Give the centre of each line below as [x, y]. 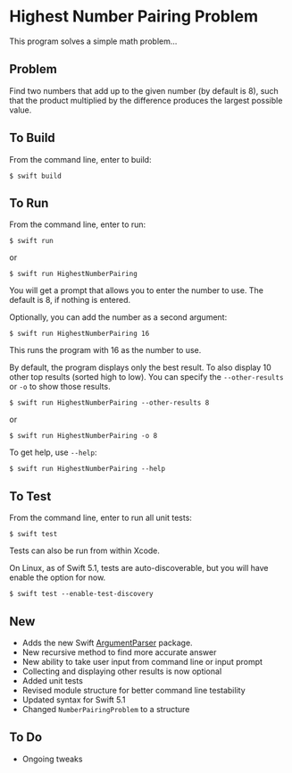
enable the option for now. [58, 577]
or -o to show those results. [60, 387]
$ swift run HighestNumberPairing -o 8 [83, 436]
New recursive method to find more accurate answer [119, 652]
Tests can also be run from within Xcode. [85, 550]
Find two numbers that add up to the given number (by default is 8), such [144, 90]
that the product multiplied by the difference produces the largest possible [146, 100]
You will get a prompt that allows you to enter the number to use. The [136, 290]
